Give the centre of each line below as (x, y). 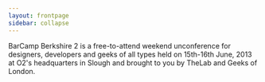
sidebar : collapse (39, 23)
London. (22, 71)
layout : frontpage (39, 16)
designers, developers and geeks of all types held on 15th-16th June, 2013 (130, 54)
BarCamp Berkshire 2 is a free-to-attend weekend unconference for (119, 45)
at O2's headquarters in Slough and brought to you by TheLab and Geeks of (133, 62)
